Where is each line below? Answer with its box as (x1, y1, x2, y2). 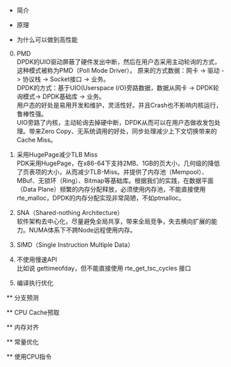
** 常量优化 (6, 338, 39, 345)
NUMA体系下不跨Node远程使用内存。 (28, 226, 137, 234)
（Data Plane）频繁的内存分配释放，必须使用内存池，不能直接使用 (16, 185, 206, 193)
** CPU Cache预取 (6, 308, 60, 316)
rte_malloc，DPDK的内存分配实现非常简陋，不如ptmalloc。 (16, 194, 185, 202)
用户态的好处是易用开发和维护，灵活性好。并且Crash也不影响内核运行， (16, 101, 223, 109)
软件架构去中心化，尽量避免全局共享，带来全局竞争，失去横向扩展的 (16, 217, 212, 225)
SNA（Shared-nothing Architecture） (16, 209, 124, 216)
